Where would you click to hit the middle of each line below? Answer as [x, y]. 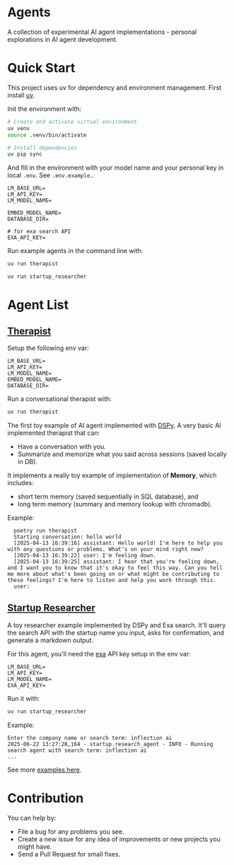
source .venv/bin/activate [47, 135]
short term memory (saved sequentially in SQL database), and [108, 497]
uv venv [19, 128]
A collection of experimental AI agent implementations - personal [102, 32]
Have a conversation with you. [62, 446]
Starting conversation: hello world [68, 537]
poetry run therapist [46, 530]
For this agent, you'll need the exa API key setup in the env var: [99, 654]
